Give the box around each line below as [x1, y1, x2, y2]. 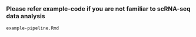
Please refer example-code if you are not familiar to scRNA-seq [6, 5, 191, 13]
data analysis [6, 12, 45, 20]
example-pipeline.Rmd [6, 25, 59, 31]
